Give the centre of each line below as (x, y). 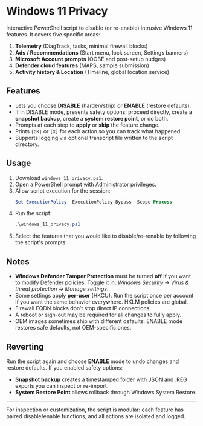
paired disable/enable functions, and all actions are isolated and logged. (96, 416)
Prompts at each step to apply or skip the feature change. (87, 125)
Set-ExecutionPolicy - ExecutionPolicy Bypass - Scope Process (94, 202)
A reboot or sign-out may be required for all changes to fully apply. (98, 315)
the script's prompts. (41, 242)
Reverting (25, 347)
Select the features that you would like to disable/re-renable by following (105, 236)
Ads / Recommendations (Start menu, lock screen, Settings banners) (101, 52)
